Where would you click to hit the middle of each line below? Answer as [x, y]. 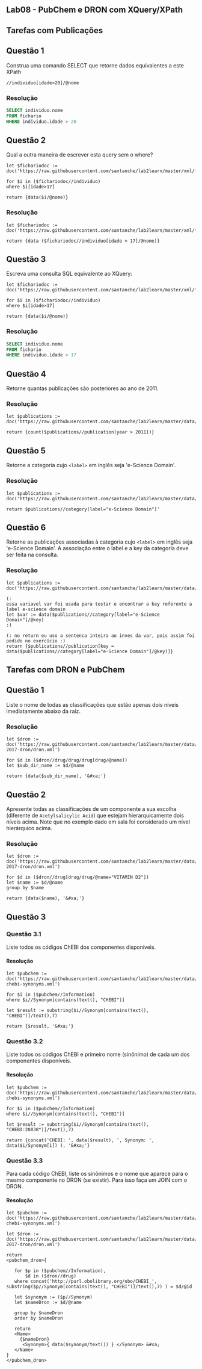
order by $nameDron [38, 1318]
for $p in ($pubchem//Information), [60, 1271]
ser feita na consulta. [32, 555]
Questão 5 [26, 451]
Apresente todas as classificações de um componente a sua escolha [91, 809]
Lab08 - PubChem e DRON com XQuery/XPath [95, 10]
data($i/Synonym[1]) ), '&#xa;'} [48, 1145]
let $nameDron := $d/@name [48, 1303]
